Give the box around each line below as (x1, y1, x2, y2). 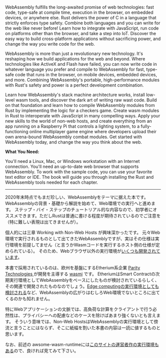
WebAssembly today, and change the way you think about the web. (5, 139, 142, 145)
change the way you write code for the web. (5, 41, 95, 47)
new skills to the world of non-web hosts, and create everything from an (5, 118, 152, 124)
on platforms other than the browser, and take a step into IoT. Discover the (5, 31, 157, 36)
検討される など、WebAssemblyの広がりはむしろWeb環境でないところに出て (5, 290, 161, 295)
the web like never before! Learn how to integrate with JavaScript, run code (5, 25, 159, 31)
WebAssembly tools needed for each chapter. (5, 179, 98, 185)
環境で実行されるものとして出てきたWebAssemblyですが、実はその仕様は (5, 236, 155, 242)
